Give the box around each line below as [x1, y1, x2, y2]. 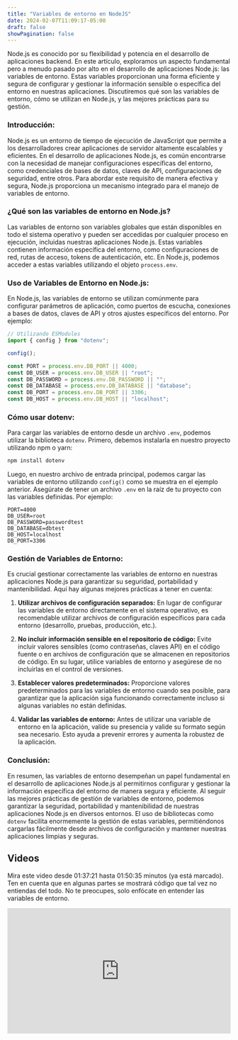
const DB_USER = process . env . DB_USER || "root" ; [7, 369, 154, 376]
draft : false [7, 23, 46, 30]
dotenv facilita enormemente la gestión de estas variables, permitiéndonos [7, 817, 225, 825]
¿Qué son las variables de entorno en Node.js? [7, 206, 171, 216]
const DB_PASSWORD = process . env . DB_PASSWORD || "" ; [7, 376, 166, 383]
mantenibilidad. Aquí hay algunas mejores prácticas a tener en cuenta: [7, 585, 212, 593]
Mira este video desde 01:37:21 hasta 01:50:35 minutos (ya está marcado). [7, 871, 224, 880]
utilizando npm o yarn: [7, 444, 73, 452]
